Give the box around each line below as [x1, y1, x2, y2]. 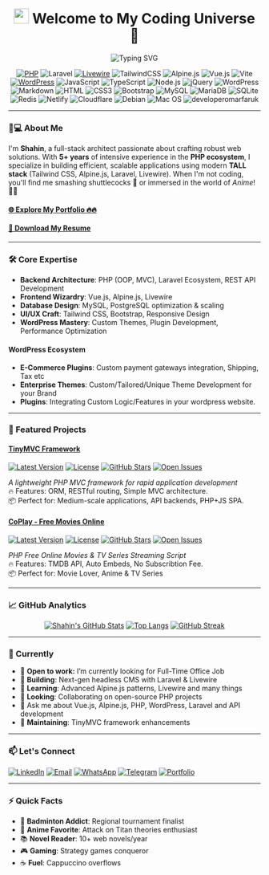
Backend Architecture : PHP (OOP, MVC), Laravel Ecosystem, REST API [19, 275, 256, 285]
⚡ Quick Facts [8, 795, 63, 806]
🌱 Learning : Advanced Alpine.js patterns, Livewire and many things [19, 683, 243, 694]
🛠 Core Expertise [8, 254, 78, 265]
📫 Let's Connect [8, 746, 75, 757]
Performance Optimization [19, 326, 107, 336]
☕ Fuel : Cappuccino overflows [19, 858, 122, 868]
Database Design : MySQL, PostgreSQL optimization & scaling [19, 301, 224, 311]
